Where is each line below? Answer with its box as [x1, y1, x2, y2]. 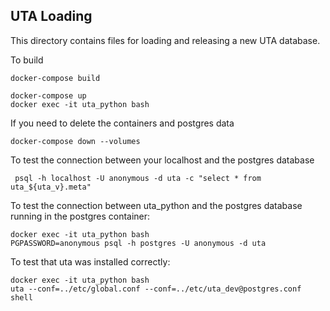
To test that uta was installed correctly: [10, 255, 171, 268]
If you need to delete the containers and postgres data [10, 117, 235, 129]
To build [10, 54, 44, 66]
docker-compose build [10, 73, 101, 83]
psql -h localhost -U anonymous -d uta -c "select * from [14, 173, 262, 183]
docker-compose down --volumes [10, 136, 141, 146]
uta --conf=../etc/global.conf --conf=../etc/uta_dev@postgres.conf [10, 284, 302, 294]
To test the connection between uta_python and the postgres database [10, 199, 303, 211]
